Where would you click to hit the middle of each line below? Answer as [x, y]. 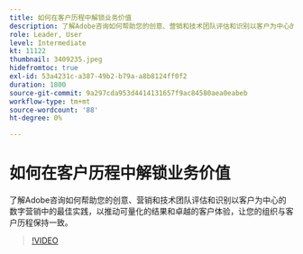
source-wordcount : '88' [54, 110]
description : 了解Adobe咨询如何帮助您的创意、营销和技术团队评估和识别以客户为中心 [150, 26]
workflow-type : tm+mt [50, 101]
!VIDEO [45, 240]
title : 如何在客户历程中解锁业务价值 [71, 18]
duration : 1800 [38, 85]
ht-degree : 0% [36, 118]
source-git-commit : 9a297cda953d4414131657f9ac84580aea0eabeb [129, 93]
